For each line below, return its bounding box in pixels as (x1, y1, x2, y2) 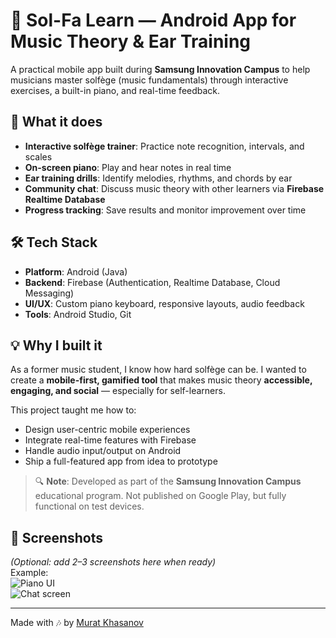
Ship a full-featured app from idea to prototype (24, 455, 218, 468)
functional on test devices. (34, 500, 145, 513)
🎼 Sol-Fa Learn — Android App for (10, 9, 297, 32)
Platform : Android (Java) (24, 265, 128, 278)
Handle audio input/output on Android (24, 445, 182, 457)
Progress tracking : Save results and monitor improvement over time (24, 204, 307, 216)
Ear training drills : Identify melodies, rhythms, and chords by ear (24, 172, 293, 184)
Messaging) (24, 287, 75, 299)
